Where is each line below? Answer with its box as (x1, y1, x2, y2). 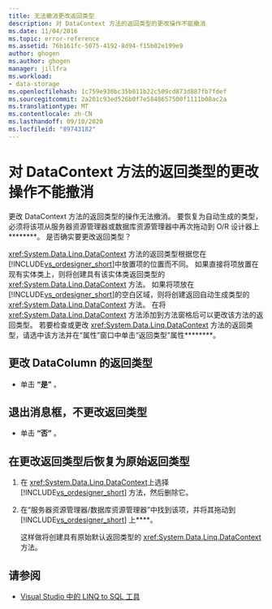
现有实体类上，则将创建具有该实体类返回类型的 (8, 269, 165, 279)
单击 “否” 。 (19, 428, 61, 438)
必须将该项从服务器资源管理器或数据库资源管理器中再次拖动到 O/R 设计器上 (8, 221, 260, 231)
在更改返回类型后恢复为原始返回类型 (8, 454, 190, 468)
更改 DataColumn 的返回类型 (8, 356, 153, 370)
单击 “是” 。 (19, 379, 61, 389)
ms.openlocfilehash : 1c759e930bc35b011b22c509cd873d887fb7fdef (8, 87, 227, 96)
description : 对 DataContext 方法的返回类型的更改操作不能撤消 (8, 19, 206, 28)
